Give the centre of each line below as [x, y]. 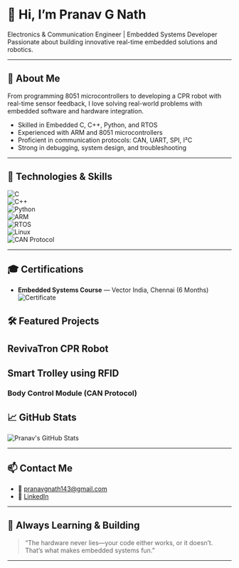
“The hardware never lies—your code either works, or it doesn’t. [119, 542]
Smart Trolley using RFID [63, 373]
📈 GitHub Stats [42, 417]
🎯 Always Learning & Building [74, 526]
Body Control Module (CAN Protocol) [72, 393]
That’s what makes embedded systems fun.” [90, 550]
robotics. [20, 49]
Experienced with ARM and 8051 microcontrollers [90, 132]
